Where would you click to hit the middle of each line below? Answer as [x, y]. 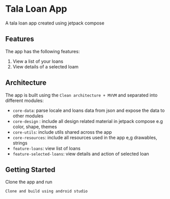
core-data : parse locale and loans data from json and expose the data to [89, 110]
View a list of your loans [38, 61]
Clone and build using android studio [46, 191]
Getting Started [30, 170]
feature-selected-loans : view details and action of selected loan [81, 154]
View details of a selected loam [46, 66]
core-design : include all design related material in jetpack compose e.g [88, 121]
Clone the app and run [29, 182]
